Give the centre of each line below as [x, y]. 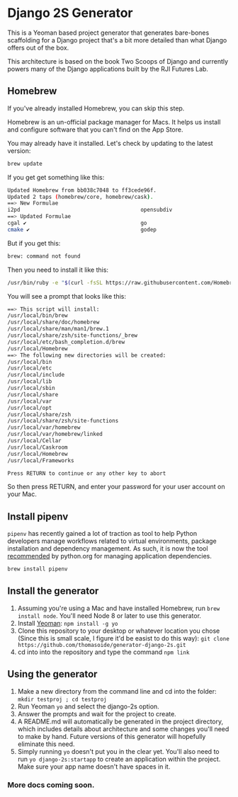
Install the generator [53, 591]
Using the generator [52, 674]
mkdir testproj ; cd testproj [62, 699]
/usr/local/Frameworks [41, 460]
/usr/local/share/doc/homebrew [53, 322]
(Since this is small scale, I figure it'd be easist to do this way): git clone [124, 638]
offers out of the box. [38, 47]
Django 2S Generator [70, 13]
